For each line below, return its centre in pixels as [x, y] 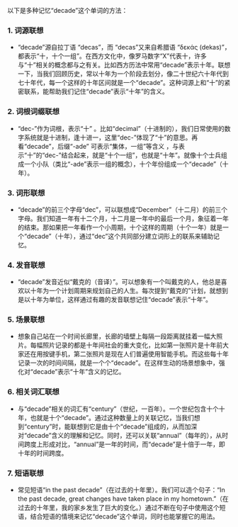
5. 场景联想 [26, 319]
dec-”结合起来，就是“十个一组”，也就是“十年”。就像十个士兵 [133, 155]
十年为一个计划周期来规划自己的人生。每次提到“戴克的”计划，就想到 [129, 291]
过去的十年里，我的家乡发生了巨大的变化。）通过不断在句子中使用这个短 [121, 508]
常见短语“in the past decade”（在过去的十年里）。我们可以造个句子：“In [121, 490]
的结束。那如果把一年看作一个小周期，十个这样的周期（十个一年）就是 [120, 227]
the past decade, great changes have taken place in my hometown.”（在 [123, 499]
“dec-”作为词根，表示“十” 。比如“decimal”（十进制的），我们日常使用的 [121, 128]
